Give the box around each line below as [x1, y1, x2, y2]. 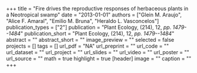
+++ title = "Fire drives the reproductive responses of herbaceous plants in [6, 5, 189, 12]
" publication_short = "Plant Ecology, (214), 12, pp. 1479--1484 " [20, 30, 175, 37]
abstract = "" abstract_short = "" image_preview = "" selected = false [6, 36, 175, 43]
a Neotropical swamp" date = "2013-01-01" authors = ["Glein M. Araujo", [6, 11, 182, 18]
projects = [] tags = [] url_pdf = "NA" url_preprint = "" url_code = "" [6, 42, 169, 49]
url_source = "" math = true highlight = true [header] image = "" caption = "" [6, 55, 192, 62]
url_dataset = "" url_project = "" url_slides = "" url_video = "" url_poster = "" [6, 49, 190, 55]
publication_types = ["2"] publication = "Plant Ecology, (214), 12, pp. [6, 24, 172, 31]
